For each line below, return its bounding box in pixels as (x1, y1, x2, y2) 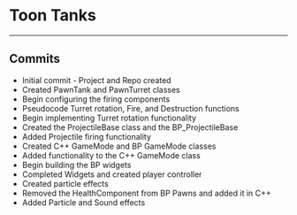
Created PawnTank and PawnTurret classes (21, 84, 180, 95)
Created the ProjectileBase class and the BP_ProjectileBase (21, 121, 239, 133)
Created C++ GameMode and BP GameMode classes (21, 141, 217, 151)
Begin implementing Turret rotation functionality (21, 112, 197, 123)
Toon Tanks (9, 5, 97, 26)
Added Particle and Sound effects (21, 196, 146, 208)
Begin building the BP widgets (21, 159, 132, 170)
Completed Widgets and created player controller (21, 169, 202, 180)
